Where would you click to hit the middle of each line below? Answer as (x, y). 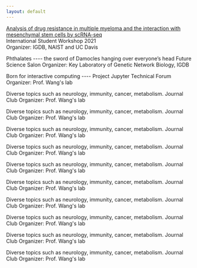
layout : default (26, 11)
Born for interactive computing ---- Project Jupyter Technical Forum (89, 76)
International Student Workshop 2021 (51, 41)
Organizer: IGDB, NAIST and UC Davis (52, 47)
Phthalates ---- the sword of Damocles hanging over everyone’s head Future (99, 58)
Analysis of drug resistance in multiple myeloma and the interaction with (94, 28)
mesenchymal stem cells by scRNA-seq (54, 34)
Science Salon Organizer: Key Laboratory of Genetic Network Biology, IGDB (98, 65)
